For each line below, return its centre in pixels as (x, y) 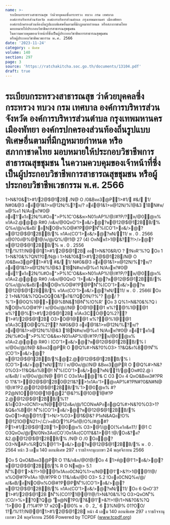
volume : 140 (18, 52)
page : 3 (13, 62)
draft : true (18, 72)
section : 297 (19, 57)
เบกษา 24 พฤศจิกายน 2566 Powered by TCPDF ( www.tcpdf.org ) (68, 517)
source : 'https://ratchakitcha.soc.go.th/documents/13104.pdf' (73, 66)
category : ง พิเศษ (23, 48)
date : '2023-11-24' (26, 43)
